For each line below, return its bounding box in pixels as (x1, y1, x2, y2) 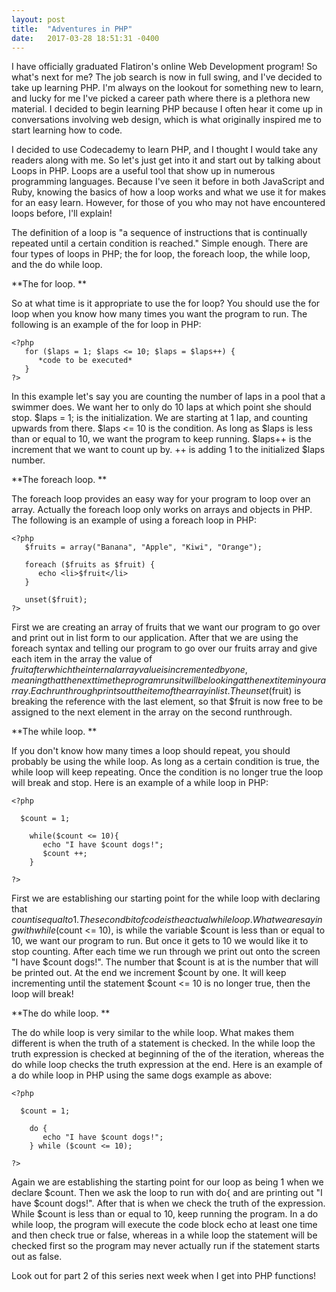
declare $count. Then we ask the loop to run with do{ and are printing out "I (11, 1187, 323, 1199)
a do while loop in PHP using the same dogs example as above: (11, 1069, 273, 1081)
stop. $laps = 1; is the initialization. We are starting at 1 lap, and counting (11, 412, 309, 424)
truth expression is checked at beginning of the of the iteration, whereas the (11, 1048, 325, 1060)
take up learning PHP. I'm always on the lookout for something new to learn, (11, 82, 324, 94)
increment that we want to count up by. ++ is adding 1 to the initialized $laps (11, 444, 326, 456)
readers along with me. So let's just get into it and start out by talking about (11, 154, 321, 166)
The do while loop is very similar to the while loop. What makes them (11, 1027, 295, 1039)
